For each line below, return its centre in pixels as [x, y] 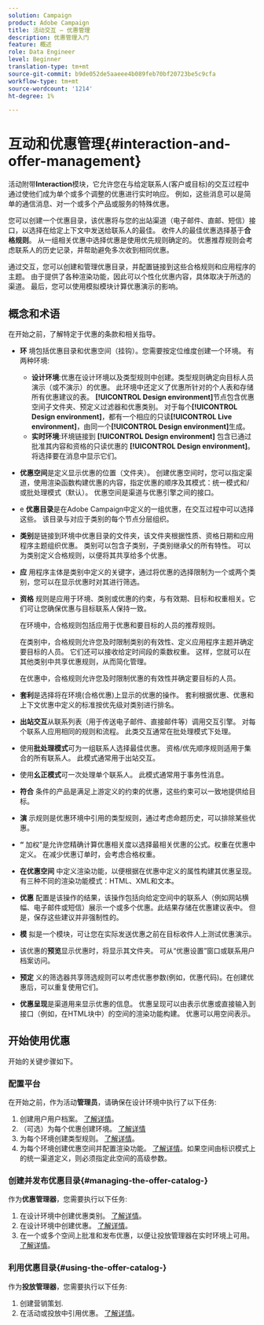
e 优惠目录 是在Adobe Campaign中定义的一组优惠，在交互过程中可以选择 [137, 509]
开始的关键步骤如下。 [42, 1061]
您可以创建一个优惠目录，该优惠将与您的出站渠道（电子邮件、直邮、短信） [128, 220]
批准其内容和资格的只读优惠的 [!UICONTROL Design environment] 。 [143, 446]
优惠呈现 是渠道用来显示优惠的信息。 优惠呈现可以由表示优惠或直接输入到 [137, 1004]
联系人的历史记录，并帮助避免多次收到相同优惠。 [94, 250]
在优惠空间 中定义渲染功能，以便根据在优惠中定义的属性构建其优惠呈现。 [137, 871]
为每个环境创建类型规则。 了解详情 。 [79, 1139]
